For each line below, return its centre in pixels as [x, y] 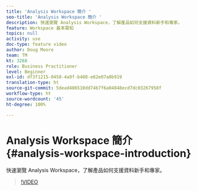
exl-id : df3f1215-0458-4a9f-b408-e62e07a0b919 [64, 77]
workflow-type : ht [29, 93]
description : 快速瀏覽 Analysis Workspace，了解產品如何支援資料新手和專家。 [94, 22]
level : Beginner [26, 72]
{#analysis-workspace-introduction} [99, 153]
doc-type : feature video [36, 45]
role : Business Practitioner [42, 66]
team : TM [17, 55]
